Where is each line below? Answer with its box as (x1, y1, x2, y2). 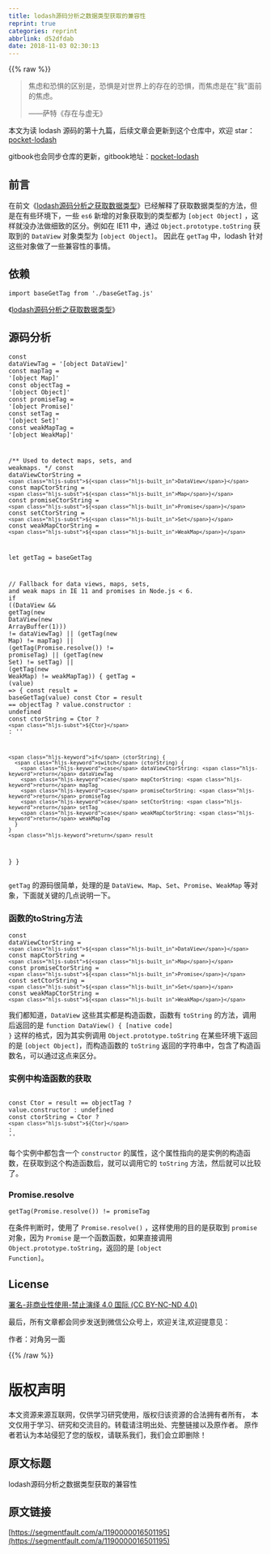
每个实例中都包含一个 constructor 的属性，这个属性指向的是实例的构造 (8, 1148, 244, 1158)
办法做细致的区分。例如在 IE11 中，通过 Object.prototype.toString (29, 221, 252, 230)
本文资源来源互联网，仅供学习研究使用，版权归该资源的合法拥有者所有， (8, 1410, 249, 1420)
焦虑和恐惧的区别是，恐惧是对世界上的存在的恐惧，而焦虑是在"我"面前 (28, 81, 262, 91)
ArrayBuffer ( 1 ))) (8, 622, 67, 631)
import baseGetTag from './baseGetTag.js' (8, 289, 154, 297)
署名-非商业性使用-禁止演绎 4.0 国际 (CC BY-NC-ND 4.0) (8, 1300, 198, 1310)
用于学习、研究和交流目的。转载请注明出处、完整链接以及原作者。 (22, 1420, 243, 1430)
